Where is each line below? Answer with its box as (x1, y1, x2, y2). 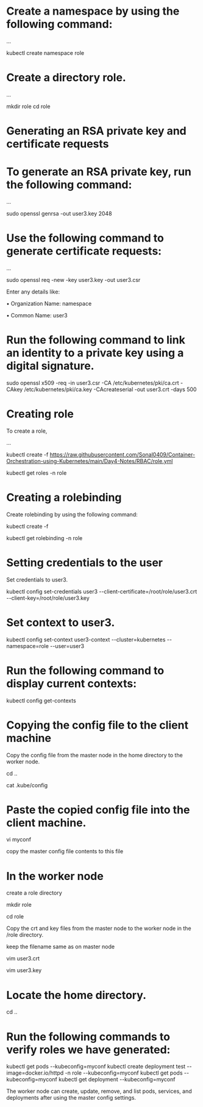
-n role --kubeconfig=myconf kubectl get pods (65, 1069, 183, 1076)
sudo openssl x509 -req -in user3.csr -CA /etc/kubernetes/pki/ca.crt (6, 379, 179, 386)
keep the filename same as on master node (6, 943, 115, 950)
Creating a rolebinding (6, 491, 122, 504)
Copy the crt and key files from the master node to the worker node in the (6, 925, 191, 932)
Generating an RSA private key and (6, 124, 187, 138)
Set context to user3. (6, 615, 115, 629)
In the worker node (6, 869, 104, 883)
